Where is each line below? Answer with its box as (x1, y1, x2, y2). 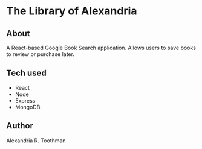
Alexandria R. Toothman (6, 137, 66, 144)
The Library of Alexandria (6, 4, 137, 18)
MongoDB (15, 103, 41, 110)
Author (6, 121, 33, 131)
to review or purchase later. (6, 51, 74, 58)
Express (15, 97, 36, 104)
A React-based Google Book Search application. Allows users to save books (6, 44, 197, 51)
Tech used (6, 68, 47, 78)
